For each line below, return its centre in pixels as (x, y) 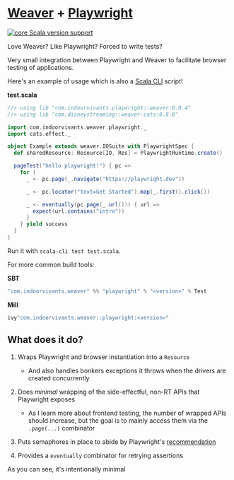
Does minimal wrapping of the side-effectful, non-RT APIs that (109, 392)
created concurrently (59, 378)
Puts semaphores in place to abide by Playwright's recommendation (117, 441)
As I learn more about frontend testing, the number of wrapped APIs (127, 413)
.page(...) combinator (62, 428)
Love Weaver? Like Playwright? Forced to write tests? (85, 46)
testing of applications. (41, 67)
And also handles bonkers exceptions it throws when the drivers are (127, 370)
